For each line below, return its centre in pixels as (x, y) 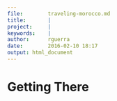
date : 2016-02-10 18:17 (53, 46)
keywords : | (29, 33)
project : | (29, 26)
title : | (29, 20)
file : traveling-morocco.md (59, 14)
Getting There (48, 87)
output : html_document (40, 53)
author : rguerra (39, 40)
